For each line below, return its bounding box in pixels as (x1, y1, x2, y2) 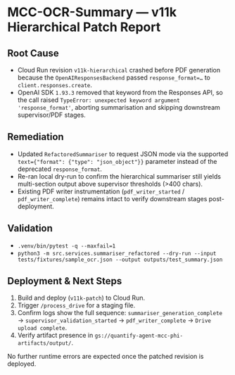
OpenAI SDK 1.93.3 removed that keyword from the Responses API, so (17, 89, 223, 96)
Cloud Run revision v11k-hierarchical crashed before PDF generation (17, 66, 221, 74)
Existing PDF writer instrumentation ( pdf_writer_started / (17, 187, 185, 196)
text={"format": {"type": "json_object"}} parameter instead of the (17, 157, 217, 165)
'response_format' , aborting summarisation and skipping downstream (17, 103, 220, 111)
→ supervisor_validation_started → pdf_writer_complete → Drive (17, 316, 211, 324)
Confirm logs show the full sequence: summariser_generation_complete (17, 309, 223, 317)
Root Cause (7, 47, 60, 59)
